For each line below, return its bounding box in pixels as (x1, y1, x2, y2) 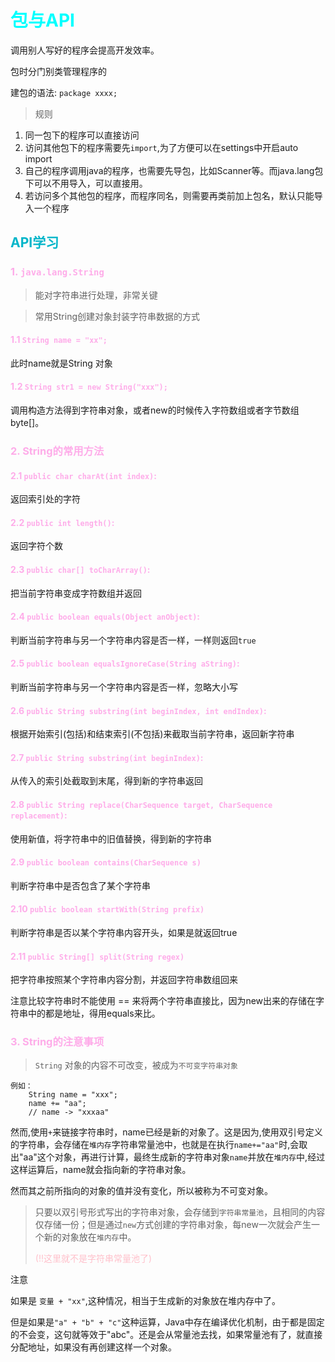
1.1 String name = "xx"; (10, 334, 108, 346)
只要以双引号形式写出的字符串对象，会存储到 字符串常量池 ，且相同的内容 (34, 1206, 326, 1218)
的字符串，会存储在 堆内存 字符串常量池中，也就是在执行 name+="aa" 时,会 (10, 1139, 300, 1151)
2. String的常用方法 (10, 444, 105, 458)
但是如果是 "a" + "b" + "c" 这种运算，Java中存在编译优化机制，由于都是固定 (10, 1316, 325, 1328)
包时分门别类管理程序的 (10, 65, 107, 77)
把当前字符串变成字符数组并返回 (10, 587, 142, 599)
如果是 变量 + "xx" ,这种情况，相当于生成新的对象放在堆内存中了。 (10, 1295, 281, 1307)
